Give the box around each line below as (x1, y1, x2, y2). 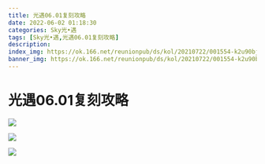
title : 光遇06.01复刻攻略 (8, 11, 87, 20)
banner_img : (8, 56, 47, 64)
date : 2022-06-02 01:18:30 (8, 19, 97, 27)
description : (8, 41, 51, 49)
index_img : (8, 48, 44, 56)
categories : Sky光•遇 (8, 26, 77, 34)
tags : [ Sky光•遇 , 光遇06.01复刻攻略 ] (8, 33, 120, 42)
